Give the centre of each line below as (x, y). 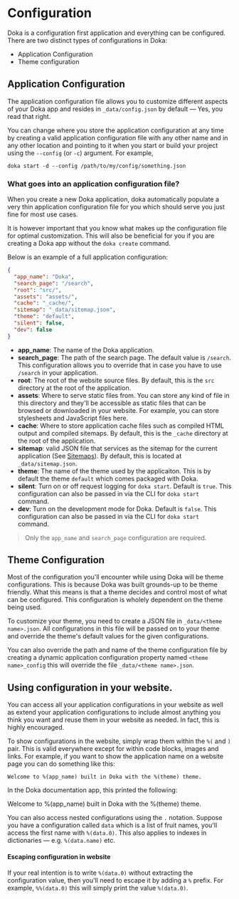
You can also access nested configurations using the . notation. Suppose (115, 818)
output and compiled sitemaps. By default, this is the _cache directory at (123, 433)
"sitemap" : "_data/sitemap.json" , (65, 310)
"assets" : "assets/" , (46, 297)
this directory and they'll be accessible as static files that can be (112, 403)
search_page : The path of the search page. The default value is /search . (124, 357)
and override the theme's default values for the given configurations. (108, 636)
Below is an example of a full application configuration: (88, 257)
